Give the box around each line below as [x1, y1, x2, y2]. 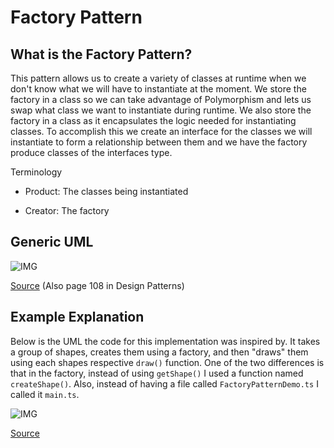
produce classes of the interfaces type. [10, 147, 173, 158]
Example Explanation [10, 309, 145, 326]
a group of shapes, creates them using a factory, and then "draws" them [10, 346, 309, 358]
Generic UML [10, 234, 94, 251]
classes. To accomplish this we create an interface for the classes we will [10, 126, 313, 137]
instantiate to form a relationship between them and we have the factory [10, 136, 308, 148]
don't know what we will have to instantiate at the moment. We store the [10, 83, 307, 95]
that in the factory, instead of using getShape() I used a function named [10, 367, 304, 379]
